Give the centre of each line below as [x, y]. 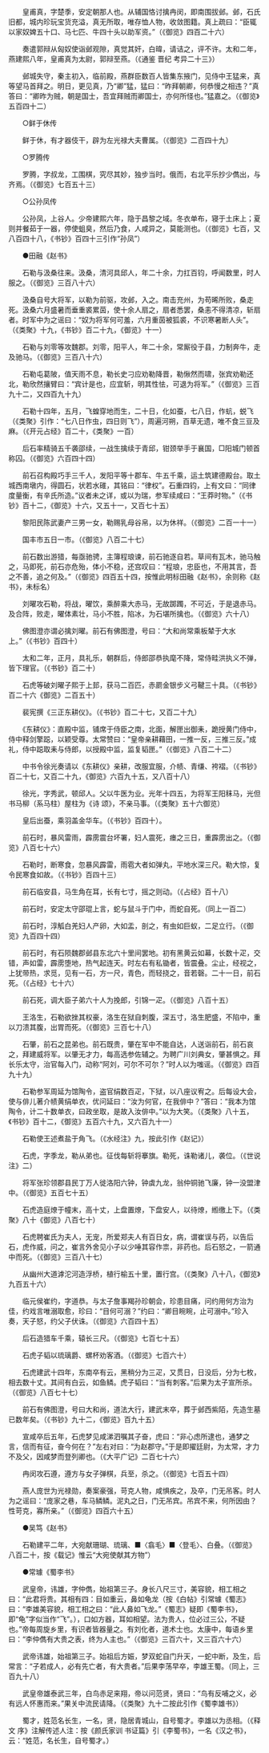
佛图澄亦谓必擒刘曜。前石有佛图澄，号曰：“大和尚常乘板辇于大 [126, 631]
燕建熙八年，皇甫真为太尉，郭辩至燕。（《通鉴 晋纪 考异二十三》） [114, 59]
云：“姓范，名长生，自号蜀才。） [61, 1741]
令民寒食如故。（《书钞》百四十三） [64, 874]
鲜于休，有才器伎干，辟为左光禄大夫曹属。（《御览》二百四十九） [127, 140]
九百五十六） [29, 1284]
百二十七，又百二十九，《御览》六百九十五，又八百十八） [101, 776]
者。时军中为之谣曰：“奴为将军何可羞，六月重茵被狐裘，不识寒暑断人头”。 [131, 320]
